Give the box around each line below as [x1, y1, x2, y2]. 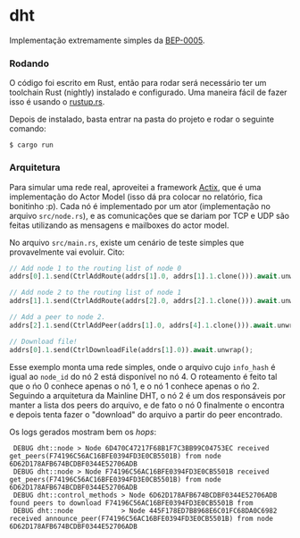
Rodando [9, 57, 49, 70]
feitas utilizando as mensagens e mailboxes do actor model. [9, 220, 229, 231]
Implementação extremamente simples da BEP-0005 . [9, 35, 205, 46]
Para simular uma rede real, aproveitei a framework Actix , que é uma [9, 181, 262, 192]
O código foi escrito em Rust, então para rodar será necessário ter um [9, 78, 267, 88]
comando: [9, 123, 46, 134]
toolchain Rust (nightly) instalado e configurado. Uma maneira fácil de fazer [9, 87, 287, 98]
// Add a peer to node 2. [9, 313, 105, 322]
